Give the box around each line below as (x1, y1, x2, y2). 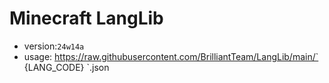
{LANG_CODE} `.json (23, 61, 110, 73)
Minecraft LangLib (9, 7, 164, 30)
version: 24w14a (23, 40, 85, 52)
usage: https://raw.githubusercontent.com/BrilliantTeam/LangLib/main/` (23, 50, 319, 62)
